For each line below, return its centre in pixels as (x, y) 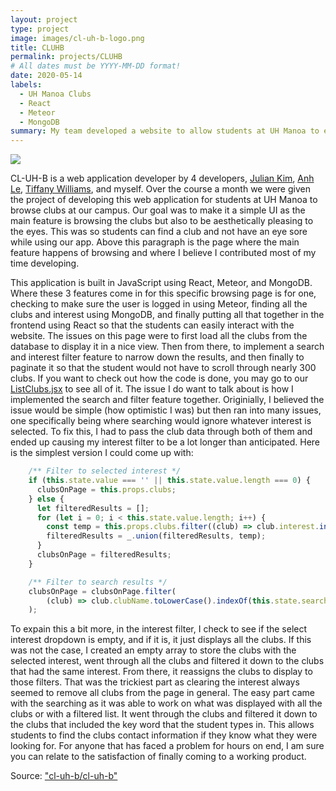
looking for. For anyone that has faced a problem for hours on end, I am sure (167, 746)
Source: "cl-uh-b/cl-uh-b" (64, 776)
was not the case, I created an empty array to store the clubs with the (153, 650)
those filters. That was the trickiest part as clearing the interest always (155, 682)
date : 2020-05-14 (46, 76)
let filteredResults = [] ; (93, 508)
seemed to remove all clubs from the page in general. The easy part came (162, 693)
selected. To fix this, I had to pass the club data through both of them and (161, 432)
